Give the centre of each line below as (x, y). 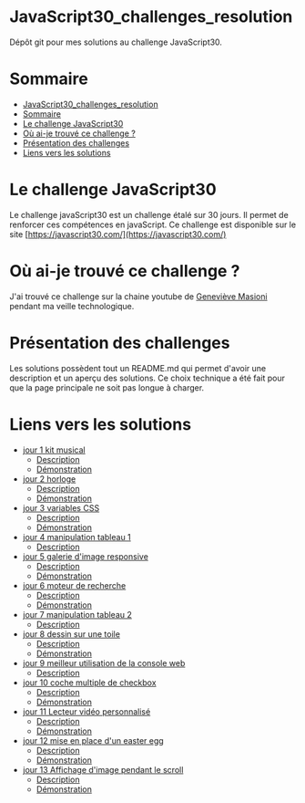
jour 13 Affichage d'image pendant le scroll (103, 769)
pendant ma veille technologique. (72, 306)
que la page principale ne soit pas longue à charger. (107, 387)
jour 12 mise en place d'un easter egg (93, 740)
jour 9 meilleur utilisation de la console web (104, 662)
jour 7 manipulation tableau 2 (77, 614)
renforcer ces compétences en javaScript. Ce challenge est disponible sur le (153, 224)
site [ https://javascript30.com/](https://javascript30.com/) (118, 234)
